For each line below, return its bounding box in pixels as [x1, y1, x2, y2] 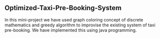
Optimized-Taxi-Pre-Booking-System [4, 4, 122, 12]
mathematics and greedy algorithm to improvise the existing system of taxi [4, 22, 156, 28]
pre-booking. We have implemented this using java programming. [4, 27, 137, 33]
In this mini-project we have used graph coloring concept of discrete [4, 17, 143, 22]
